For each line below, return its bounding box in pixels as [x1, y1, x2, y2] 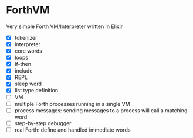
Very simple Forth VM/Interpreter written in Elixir [6, 23, 123, 30]
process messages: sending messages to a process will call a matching [14, 106, 188, 114]
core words [14, 47, 42, 54]
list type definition [14, 87, 59, 94]
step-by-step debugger [14, 119, 72, 126]
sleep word [14, 80, 42, 88]
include [14, 67, 33, 74]
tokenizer [14, 34, 38, 41]
